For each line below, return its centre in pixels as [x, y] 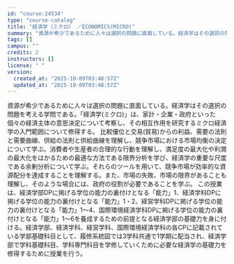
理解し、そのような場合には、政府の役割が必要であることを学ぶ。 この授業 [115, 184]
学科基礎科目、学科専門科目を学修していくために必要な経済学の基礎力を [123, 245]
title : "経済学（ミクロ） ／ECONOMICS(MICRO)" [71, 26]
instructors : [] [31, 59]
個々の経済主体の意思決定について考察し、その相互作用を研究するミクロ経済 [117, 123]
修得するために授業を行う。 [47, 254]
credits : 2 [23, 53]
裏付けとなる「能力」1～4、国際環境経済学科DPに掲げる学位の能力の [118, 210]
